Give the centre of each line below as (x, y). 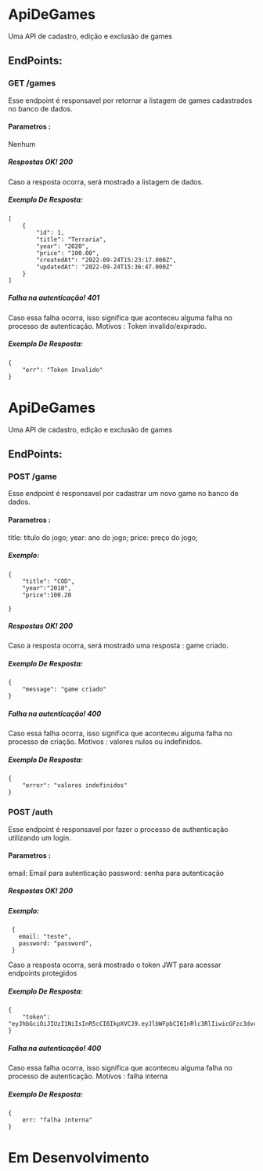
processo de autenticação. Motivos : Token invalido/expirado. (108, 326)
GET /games (32, 83)
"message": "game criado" (65, 689)
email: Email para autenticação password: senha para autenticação (116, 873)
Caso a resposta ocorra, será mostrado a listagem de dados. (106, 181)
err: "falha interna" (57, 1120)
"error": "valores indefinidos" (75, 786)
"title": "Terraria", (72, 239)
